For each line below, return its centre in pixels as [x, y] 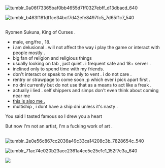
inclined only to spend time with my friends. [58, 69]
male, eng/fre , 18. [31, 42]
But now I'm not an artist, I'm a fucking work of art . [59, 126]
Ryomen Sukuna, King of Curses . [40, 32]
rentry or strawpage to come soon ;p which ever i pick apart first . [81, 80]
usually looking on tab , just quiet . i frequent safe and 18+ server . [82, 64]
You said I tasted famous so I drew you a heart [54, 116]
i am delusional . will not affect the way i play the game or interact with [86, 48]
